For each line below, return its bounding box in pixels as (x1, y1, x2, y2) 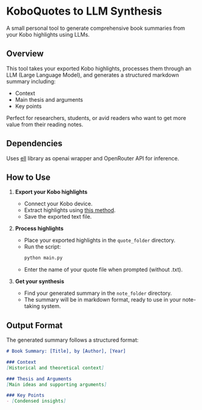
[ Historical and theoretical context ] (6, 364, 104, 371)
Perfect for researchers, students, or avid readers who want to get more (6, 114, 186, 121)
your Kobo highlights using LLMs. (6, 30, 90, 38)
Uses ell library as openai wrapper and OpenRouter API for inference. (6, 154, 180, 162)
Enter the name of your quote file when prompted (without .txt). (24, 266, 183, 274)
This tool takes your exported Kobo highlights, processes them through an (6, 65, 192, 72)
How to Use (6, 172, 51, 182)
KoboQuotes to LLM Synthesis (6, 4, 163, 18)
